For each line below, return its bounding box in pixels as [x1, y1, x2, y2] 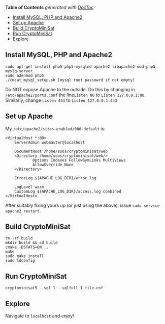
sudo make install [5, 254, 44, 259]
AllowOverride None [32, 162, 74, 167]
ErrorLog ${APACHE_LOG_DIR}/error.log [14, 175, 96, 180]
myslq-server [5, 68, 33, 73]
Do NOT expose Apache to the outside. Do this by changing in [5, 86, 136, 92]
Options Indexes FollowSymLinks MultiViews [32, 157, 126, 163]
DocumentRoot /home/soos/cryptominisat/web [14, 149, 108, 154]
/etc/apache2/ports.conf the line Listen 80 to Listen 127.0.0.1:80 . [5, 92, 146, 98]
